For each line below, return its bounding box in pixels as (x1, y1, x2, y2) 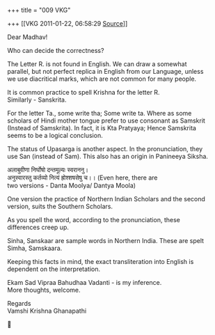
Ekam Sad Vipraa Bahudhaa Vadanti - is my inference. (7, 279, 162, 286)
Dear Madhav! (7, 33, 48, 41)
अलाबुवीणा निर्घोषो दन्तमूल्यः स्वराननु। (7, 166, 89, 173)
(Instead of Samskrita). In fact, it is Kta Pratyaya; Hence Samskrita (7, 124, 197, 132)
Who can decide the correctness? (7, 47, 104, 54)
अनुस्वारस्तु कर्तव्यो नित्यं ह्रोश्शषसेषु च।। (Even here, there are (7, 173, 158, 182)
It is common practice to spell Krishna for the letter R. (7, 88, 160, 96)
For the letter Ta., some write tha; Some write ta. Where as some (7, 109, 192, 117)
